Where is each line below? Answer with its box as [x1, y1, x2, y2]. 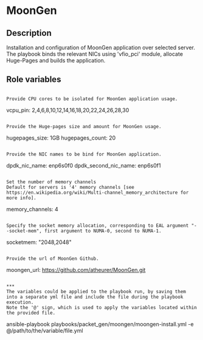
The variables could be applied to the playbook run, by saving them [6, 288, 187, 294]
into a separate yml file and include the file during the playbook [6, 294, 184, 300]
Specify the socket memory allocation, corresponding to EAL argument [6, 222, 189, 228]
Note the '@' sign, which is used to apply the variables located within [6, 304, 198, 310]
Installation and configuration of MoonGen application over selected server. [6, 44, 196, 51]
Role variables [6, 74, 61, 85]
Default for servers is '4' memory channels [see [6, 184, 135, 190]
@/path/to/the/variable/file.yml [6, 327, 83, 334]
